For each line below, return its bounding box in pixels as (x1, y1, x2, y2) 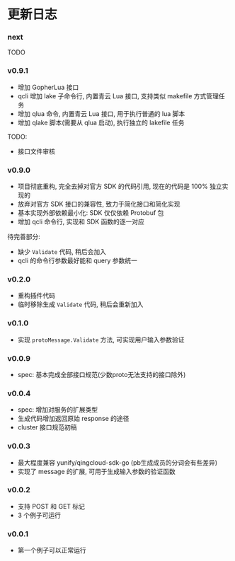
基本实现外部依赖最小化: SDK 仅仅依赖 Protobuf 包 (17, 209, 164, 217)
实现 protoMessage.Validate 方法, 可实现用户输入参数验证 (17, 335, 185, 344)
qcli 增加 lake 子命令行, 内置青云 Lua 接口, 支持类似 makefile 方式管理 (17, 91, 219, 100)
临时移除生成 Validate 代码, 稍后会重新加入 (17, 300, 144, 308)
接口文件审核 (17, 146, 55, 156)
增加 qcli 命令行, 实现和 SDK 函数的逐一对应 (17, 217, 145, 226)
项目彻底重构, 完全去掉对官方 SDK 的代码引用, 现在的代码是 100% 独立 (17, 182, 223, 191)
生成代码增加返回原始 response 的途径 (17, 415, 130, 423)
